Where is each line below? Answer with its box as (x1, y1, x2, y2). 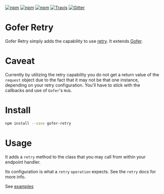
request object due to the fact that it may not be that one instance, (5, 77, 139, 83)
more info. (5, 174, 26, 180)
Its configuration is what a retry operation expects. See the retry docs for (5, 168, 156, 174)
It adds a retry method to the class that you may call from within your (5, 154, 146, 160)
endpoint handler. (5, 159, 41, 165)
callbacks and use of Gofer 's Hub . (5, 87, 72, 93)
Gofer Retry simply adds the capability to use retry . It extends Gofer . (5, 38, 143, 44)
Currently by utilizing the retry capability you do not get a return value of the (5, 71, 160, 77)
